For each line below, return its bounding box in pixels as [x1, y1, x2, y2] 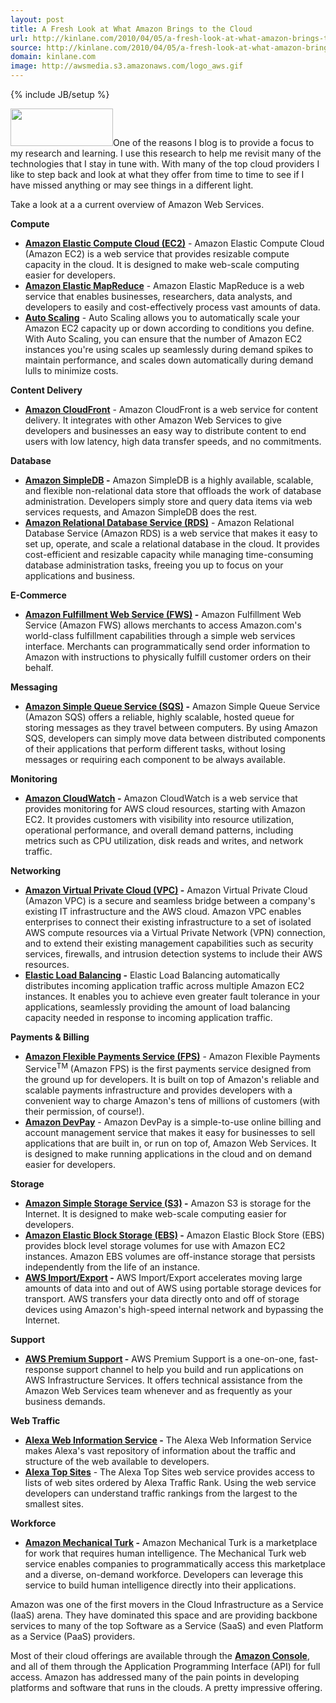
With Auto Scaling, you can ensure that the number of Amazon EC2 [24, 333, 303, 345]
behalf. [24, 662, 54, 673]
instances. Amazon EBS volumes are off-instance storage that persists [24, 1250, 316, 1262]
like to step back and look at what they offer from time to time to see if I [10, 169, 305, 180]
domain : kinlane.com [10, 52, 97, 62]
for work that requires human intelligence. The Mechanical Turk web [24, 1547, 307, 1559]
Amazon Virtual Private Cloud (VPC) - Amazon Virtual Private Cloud [24, 884, 308, 896]
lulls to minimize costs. [24, 365, 119, 376]
